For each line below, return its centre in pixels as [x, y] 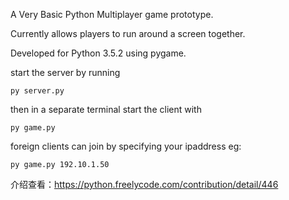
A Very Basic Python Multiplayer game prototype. [112, 14]
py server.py [37, 91]
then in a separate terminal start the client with [106, 109]
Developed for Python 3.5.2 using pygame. [98, 53]
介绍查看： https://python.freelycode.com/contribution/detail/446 [144, 184]
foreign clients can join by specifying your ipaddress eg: [126, 146]
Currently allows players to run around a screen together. [128, 33]
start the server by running [65, 72]
